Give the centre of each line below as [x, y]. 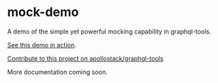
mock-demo [43, 12]
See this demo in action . [42, 45]
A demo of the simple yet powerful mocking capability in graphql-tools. [109, 31]
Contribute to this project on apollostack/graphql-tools [85, 58]
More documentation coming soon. [57, 72]
